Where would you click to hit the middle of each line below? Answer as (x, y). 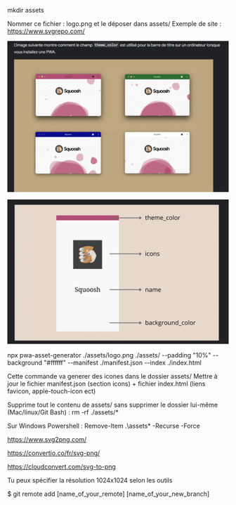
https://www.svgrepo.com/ (46, 31)
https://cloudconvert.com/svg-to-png (61, 467)
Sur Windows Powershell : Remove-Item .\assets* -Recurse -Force (104, 426)
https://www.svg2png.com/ (47, 440)
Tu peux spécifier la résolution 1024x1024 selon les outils (90, 480)
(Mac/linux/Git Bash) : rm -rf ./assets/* (63, 412)
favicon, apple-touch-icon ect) (52, 391)
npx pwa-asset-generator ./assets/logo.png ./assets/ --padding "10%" (109, 355)
